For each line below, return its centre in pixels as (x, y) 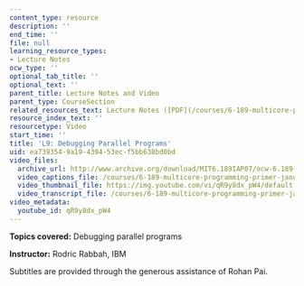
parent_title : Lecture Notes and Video (85, 93)
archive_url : (42, 169)
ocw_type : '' (34, 69)
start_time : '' (38, 135)
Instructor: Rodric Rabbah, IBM (68, 254)
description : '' (40, 26)
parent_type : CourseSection (62, 101)
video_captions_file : (58, 177)
